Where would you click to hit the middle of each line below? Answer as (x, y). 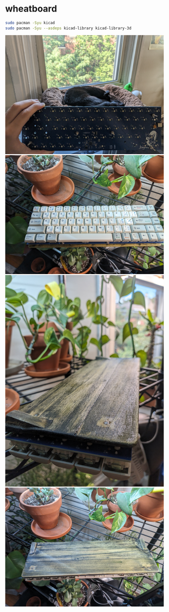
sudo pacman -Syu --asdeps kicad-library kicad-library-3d (68, 28)
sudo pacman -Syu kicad (30, 23)
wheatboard (31, 9)
